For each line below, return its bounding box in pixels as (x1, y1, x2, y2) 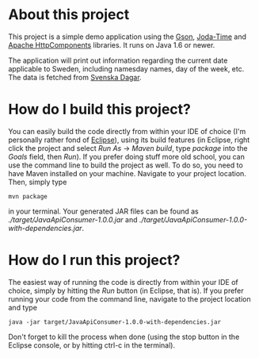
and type (8, 302, 38, 312)
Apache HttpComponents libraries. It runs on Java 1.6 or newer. (8, 40, 215, 49)
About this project (8, 6, 130, 24)
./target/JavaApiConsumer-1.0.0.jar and (8, 214, 138, 224)
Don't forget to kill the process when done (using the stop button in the (8, 332, 240, 341)
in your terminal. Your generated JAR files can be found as (8, 206, 200, 216)
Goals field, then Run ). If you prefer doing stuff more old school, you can (8, 152, 246, 161)
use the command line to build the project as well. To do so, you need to (8, 160, 243, 170)
